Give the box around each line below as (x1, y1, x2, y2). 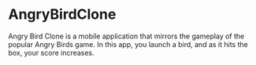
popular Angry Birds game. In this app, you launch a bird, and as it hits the (8, 39, 248, 49)
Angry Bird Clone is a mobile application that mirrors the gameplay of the (8, 31, 245, 41)
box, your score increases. (8, 48, 95, 57)
